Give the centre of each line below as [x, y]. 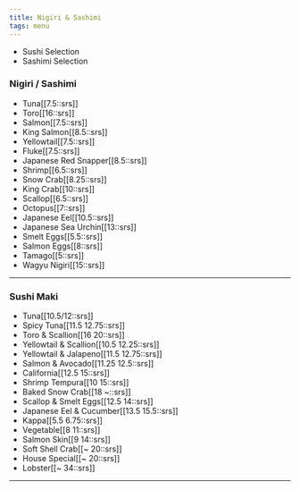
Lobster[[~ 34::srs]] [58, 468]
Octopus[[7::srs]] [54, 207]
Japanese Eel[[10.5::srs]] [68, 217]
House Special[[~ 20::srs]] [71, 459]
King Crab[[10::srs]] [58, 189]
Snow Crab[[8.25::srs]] [64, 179]
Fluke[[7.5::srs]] [51, 151]
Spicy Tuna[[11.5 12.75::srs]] [73, 325]
